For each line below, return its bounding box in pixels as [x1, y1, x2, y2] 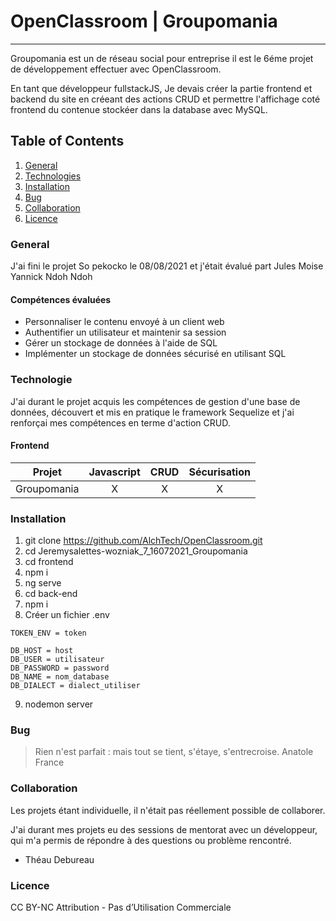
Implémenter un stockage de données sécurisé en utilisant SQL [24, 348, 287, 360]
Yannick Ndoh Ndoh [10, 271, 93, 283]
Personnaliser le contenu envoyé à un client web [24, 316, 225, 328]
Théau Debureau [24, 853, 95, 865]
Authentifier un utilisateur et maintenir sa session [24, 326, 227, 339]
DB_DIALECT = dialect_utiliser [10, 681, 141, 691]
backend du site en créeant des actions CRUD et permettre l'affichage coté [10, 93, 321, 105]
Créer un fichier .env [24, 609, 110, 621]
